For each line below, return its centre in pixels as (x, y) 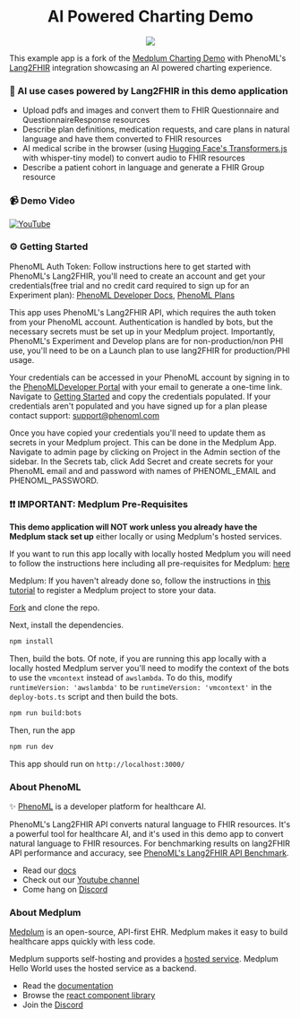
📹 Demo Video (43, 201)
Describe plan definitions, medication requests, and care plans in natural (156, 129)
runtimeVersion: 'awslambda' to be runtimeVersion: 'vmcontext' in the (141, 687)
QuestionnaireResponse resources (86, 120)
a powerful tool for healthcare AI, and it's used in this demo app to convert (146, 834)
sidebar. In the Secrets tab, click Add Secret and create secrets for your (141, 461)
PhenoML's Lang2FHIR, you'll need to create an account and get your (137, 276)
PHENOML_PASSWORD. (54, 480)
